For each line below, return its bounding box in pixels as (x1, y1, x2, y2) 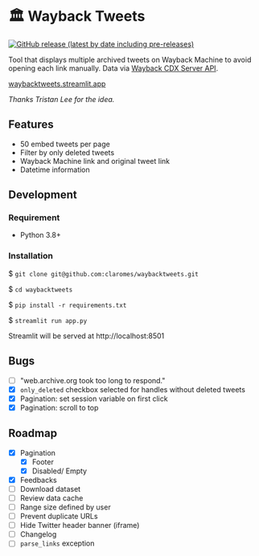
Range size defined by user (19, 502, 111, 512)
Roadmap (8, 427, 58, 440)
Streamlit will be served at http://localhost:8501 (8, 331, 165, 341)
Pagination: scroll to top (19, 403, 99, 412)
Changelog (19, 529, 57, 539)
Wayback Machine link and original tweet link (19, 156, 171, 166)
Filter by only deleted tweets (19, 147, 115, 157)
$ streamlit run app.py (8, 315, 88, 325)
